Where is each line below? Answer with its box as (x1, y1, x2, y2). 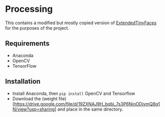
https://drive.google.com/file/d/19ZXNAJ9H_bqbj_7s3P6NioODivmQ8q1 (14, 101, 160, 107)
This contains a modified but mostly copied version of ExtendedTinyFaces (5, 20, 157, 26)
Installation (5, 78, 41, 86)
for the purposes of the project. (5, 25, 69, 31)
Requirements (5, 39, 50, 48)
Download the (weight (12, 95, 58, 102)
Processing (5, 3, 53, 15)
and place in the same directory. (57, 106, 123, 112)
